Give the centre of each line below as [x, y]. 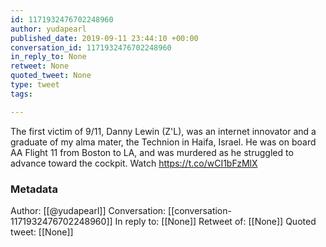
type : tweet [35, 85]
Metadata [34, 189]
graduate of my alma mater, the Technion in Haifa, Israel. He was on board [163, 142]
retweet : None [40, 66]
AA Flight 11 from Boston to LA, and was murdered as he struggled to [152, 152]
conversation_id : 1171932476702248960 [91, 47]
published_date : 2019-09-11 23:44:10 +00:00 [104, 38]
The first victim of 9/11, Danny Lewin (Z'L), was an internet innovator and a [163, 131]
